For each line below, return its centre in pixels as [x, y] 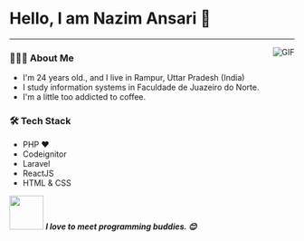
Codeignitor [44, 154]
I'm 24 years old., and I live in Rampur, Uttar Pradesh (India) [133, 78]
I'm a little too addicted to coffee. [84, 97]
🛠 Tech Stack [40, 121]
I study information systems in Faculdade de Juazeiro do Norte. [141, 87]
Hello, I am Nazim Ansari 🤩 [110, 19]
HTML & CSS [47, 183]
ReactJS [38, 173]
